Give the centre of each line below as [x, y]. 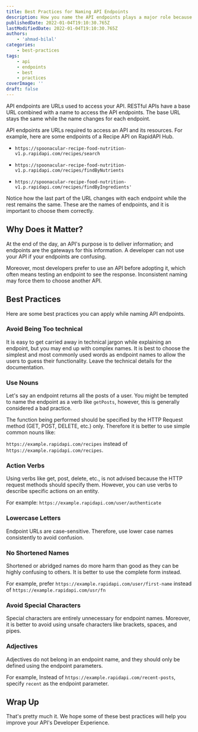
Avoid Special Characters [44, 605]
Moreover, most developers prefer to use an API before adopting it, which [96, 268]
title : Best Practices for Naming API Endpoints [67, 12]
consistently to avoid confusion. [45, 537]
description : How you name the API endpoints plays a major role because [99, 17]
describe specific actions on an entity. [53, 491]
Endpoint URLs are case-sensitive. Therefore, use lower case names [90, 531]
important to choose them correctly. [50, 211]
